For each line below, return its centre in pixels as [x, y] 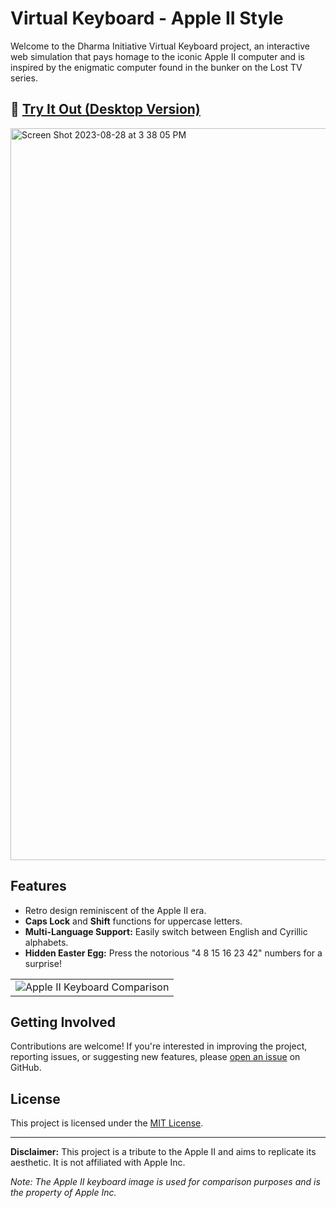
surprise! [43, 963]
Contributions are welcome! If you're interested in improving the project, [159, 1046]
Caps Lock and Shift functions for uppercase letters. [133, 921]
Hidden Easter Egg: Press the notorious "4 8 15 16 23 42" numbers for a [173, 953]
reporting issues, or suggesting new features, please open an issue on [155, 1057]
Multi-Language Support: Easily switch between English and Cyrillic [166, 931]
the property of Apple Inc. [63, 1193]
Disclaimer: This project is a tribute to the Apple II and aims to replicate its [163, 1152]
